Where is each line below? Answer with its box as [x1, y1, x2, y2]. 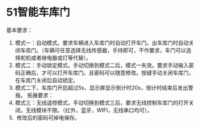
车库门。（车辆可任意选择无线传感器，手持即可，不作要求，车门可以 [20, 46, 186, 54]
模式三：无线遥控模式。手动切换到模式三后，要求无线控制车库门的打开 [14, 99, 189, 106]
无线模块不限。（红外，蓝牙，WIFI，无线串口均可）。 [25, 106, 153, 114]
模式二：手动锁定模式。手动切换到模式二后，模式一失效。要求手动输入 [14, 61, 189, 69]
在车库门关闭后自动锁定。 [14, 76, 79, 84]
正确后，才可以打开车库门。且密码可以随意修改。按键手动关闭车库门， [20, 69, 194, 76]
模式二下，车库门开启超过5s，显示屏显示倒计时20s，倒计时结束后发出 [14, 84, 189, 91]
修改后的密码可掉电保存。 [16, 114, 80, 121]
